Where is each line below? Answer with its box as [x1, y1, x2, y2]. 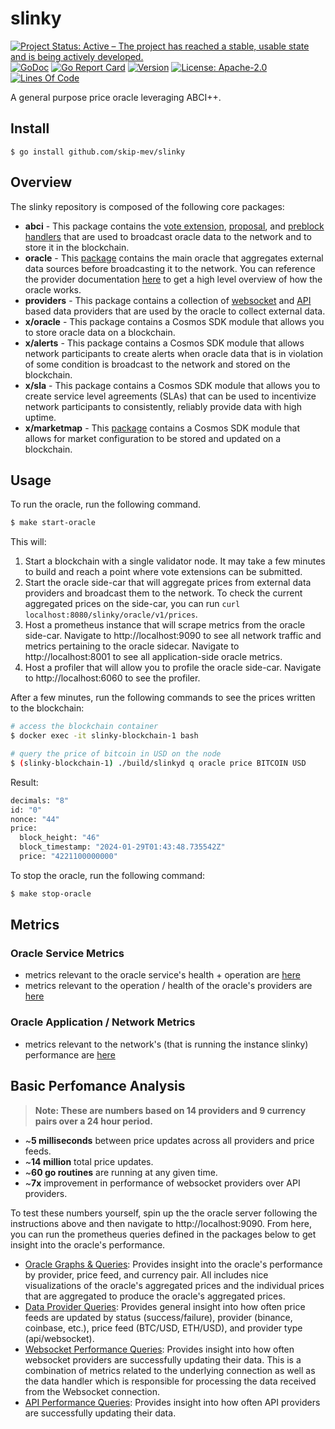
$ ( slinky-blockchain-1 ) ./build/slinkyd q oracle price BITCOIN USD [10, 758, 307, 768]
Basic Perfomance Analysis [10, 1078, 186, 1095]
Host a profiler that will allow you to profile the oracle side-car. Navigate [24, 662, 322, 674]
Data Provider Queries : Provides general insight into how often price [24, 1300, 306, 1312]
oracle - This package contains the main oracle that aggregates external [24, 252, 324, 264]
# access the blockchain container [10, 722, 159, 732]
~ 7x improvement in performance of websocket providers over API [24, 1177, 301, 1189]
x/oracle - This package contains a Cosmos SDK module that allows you [24, 315, 325, 327]
